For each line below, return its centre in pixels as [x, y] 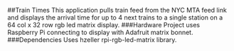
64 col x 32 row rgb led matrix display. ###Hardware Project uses [104, 25]
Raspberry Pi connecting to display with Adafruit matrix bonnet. [100, 32]
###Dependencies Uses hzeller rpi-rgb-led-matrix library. [92, 40]
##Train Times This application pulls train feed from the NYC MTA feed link [117, 10]
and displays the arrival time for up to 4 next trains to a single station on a [115, 17]
